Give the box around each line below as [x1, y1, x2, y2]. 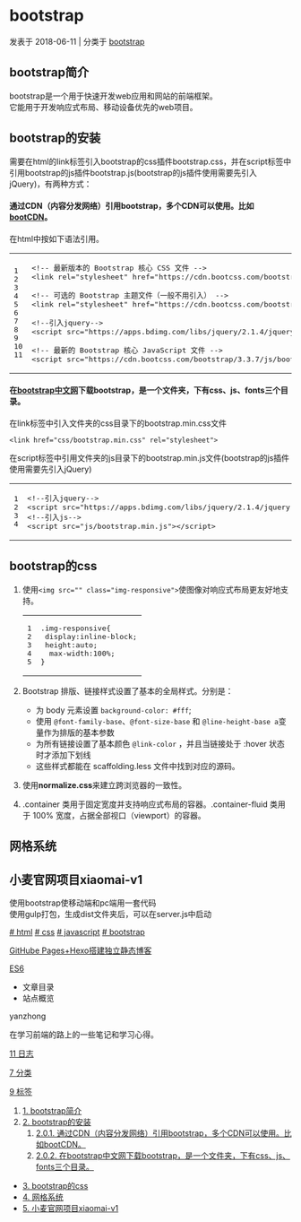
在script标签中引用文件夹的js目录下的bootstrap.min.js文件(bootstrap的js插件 [9, 452, 289, 463]
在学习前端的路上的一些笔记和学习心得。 [9, 1028, 159, 1040]
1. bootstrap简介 [21, 1105, 82, 1116]
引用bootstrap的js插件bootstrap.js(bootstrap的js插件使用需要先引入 [9, 167, 257, 178]
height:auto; [44, 640, 99, 650]
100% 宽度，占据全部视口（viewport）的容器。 [32, 810, 206, 820]
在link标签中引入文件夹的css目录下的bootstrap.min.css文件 [9, 418, 227, 429]
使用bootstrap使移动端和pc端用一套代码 [9, 897, 157, 908]
